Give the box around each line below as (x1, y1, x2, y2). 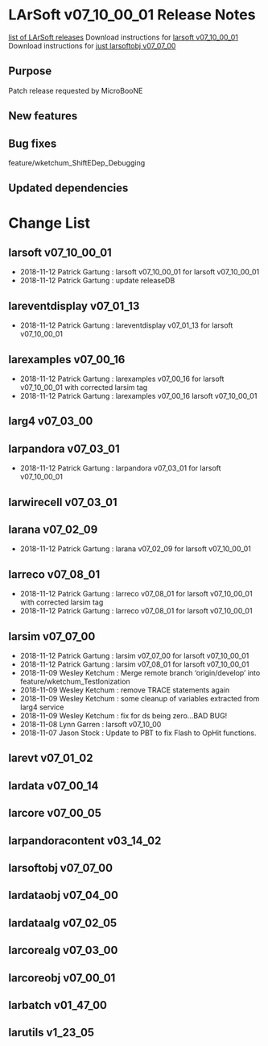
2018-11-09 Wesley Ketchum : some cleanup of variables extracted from (19, 694, 260, 703)
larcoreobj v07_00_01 (8, 971, 116, 985)
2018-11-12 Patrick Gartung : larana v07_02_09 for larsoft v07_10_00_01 (19, 544, 251, 554)
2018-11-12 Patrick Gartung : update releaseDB (19, 276, 175, 286)
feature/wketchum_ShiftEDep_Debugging (8, 157, 146, 167)
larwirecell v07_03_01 (8, 495, 118, 509)
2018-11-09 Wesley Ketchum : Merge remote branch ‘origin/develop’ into (19, 668, 261, 677)
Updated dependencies (8, 182, 129, 195)
